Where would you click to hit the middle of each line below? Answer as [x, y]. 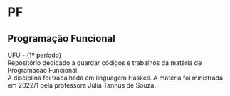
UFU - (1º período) [35, 55]
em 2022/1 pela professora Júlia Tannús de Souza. [82, 85]
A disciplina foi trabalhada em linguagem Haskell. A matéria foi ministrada [115, 78]
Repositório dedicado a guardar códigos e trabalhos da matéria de [105, 63]
